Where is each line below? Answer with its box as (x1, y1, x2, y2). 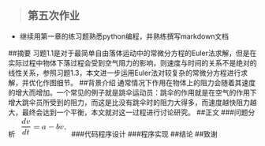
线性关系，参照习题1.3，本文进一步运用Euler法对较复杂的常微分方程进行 (8, 68, 241, 77)
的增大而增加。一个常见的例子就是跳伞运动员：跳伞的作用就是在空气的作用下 (8, 88, 257, 97)
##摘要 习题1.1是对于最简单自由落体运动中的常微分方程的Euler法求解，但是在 (8, 48, 257, 58)
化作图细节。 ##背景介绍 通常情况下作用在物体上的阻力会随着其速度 (35, 77, 256, 87)
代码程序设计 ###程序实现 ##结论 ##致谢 (84, 129, 218, 138)
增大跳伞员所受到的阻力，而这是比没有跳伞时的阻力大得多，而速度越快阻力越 (8, 97, 257, 107)
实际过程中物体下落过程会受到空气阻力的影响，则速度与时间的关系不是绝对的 (8, 58, 257, 67)
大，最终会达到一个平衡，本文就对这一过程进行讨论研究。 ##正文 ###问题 (8, 107, 248, 117)
